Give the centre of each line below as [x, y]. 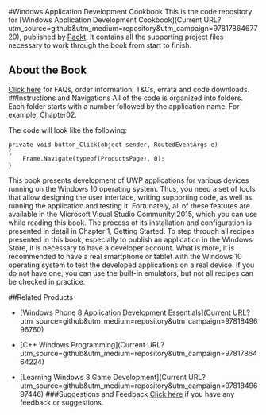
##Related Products [41, 297]
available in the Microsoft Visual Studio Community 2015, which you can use [133, 214]
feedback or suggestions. [62, 402]
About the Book [48, 70]
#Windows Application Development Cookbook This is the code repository [130, 12]
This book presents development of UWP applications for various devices [129, 180]
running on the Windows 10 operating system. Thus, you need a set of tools [132, 188]
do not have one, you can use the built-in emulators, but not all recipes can [131, 273]
